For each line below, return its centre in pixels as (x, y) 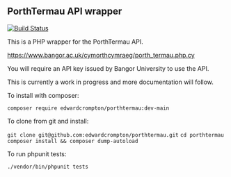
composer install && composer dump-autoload (73, 141)
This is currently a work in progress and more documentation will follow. (111, 82)
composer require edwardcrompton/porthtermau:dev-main (88, 108)
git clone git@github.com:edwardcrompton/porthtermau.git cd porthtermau (115, 135)
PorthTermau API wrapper (65, 11)
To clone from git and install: (48, 121)
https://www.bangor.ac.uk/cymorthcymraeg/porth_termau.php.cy (101, 55)
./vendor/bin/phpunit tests (48, 167)
